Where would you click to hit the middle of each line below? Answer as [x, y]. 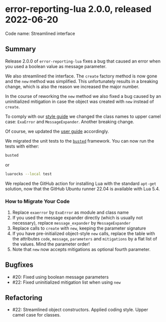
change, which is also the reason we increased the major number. [72, 86]
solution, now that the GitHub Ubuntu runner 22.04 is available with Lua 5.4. [83, 189]
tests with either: [22, 146]
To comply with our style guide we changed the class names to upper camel [83, 116]
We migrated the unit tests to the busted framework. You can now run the [80, 141]
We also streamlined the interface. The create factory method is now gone [81, 76]
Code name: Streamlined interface [40, 33]
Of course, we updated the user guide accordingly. [57, 131]
